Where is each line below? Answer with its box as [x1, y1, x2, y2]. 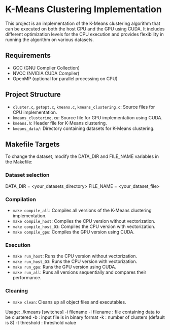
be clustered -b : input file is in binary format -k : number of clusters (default [5, 314, 165, 320]
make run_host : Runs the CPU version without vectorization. [12, 253, 138, 259]
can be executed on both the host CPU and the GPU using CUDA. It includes [5, 25, 165, 31]
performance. [12, 275, 42, 281]
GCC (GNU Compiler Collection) [12, 64, 80, 71]
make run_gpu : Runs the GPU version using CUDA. [12, 264, 117, 270]
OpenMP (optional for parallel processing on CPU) [12, 75, 118, 82]
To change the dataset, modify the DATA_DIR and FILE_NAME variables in [5, 153, 159, 159]
